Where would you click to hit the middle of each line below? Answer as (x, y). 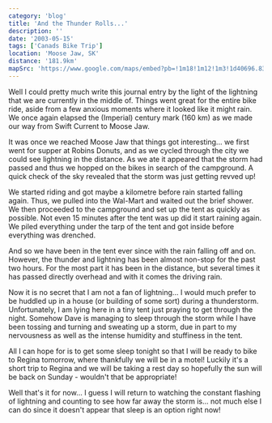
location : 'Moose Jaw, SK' (54, 53)
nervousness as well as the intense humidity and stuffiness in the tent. (125, 335)
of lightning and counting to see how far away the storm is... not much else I (135, 401)
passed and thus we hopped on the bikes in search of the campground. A (131, 168)
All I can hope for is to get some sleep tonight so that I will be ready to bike (133, 351)
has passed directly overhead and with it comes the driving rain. (115, 276)
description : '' (36, 31)
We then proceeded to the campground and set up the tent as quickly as (130, 209)
